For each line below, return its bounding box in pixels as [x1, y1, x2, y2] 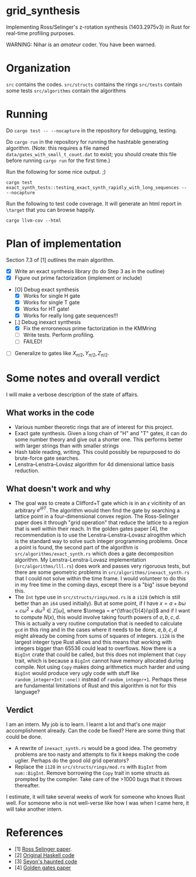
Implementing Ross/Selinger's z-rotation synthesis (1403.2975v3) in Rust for [6, 23, 190, 30]
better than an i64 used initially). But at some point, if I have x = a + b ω [14, 600, 186, 607]
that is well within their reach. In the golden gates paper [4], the [14, 525, 168, 532]
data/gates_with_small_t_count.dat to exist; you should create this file [6, 150, 177, 157]
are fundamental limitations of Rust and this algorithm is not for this [14, 682, 177, 689]
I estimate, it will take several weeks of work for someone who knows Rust [6, 793, 185, 800]
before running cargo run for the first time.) [6, 157, 111, 164]
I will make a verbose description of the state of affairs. [6, 391, 139, 398]
